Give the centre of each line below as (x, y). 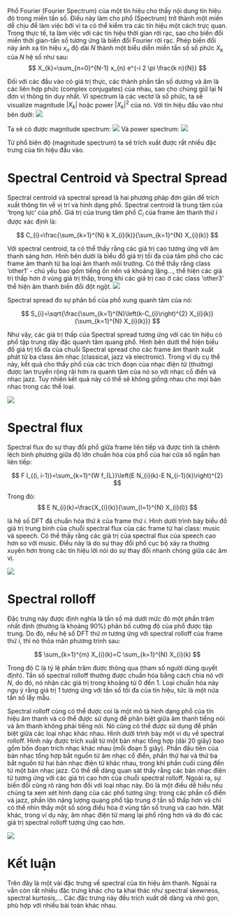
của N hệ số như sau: (38, 57)
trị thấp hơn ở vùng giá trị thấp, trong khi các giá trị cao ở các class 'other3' (116, 278)
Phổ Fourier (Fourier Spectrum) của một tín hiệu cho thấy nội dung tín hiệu (114, 11)
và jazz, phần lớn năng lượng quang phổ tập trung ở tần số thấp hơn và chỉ (114, 800)
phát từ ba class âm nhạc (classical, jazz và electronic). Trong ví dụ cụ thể (114, 357)
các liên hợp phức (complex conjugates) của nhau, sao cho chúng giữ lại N (115, 89)
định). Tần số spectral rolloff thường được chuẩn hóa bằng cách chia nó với (115, 675)
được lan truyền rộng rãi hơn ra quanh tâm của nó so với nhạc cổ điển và (112, 371)
